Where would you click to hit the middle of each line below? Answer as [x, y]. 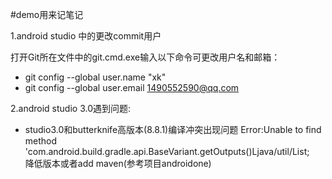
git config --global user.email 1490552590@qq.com [132, 87]
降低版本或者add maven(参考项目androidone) [118, 163]
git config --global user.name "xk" [95, 77]
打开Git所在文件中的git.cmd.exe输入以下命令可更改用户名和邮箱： [145, 57]
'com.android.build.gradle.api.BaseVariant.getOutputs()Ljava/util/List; [167, 151]
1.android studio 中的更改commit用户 [86, 36]
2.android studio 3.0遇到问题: [71, 108]
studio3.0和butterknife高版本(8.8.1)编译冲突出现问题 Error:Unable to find [173, 129]
